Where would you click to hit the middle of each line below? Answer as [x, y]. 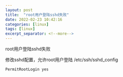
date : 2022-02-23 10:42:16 [34, 19]
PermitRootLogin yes [27, 69]
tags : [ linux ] [20, 29]
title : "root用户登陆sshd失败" [37, 15]
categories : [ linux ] [27, 24]
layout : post [19, 10]
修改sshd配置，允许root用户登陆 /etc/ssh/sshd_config [62, 60]
